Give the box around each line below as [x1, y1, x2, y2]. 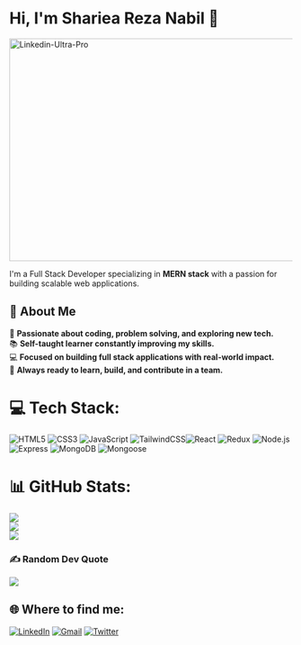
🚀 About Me [9, 304, 76, 319]
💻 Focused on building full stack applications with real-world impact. [9, 351, 275, 363]
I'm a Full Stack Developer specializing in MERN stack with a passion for [9, 268, 278, 279]
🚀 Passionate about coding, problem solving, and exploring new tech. [9, 327, 274, 338]
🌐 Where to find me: [9, 602, 125, 617]
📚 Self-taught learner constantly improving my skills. [9, 337, 215, 349]
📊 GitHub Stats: [9, 476, 132, 497]
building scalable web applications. [9, 278, 139, 289]
